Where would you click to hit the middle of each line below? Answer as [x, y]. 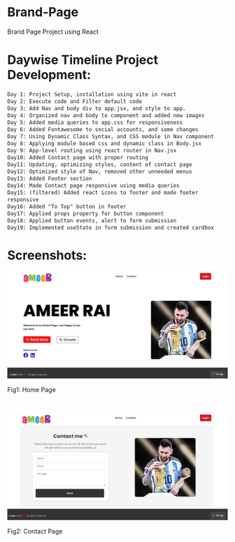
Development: [49, 75]
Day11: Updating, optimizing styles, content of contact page [100, 164]
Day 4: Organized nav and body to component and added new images [106, 115]
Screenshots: [47, 256]
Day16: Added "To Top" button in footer [67, 206]
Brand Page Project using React [53, 32]
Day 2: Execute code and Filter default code [74, 101]
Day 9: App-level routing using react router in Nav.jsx [92, 150]
